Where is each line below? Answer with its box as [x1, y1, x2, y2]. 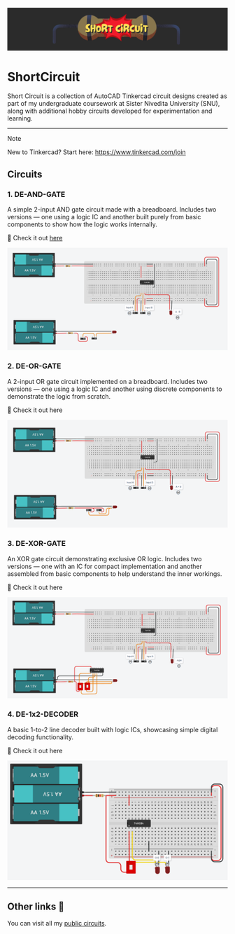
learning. [7, 114, 33, 123]
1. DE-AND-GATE [7, 189, 66, 199]
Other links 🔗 [7, 900, 65, 912]
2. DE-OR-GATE [7, 362, 62, 371]
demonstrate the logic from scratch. [7, 392, 111, 400]
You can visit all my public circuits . [7, 919, 107, 928]
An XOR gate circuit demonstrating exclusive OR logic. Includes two [7, 554, 202, 563]
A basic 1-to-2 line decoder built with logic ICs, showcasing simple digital [7, 725, 218, 734]
